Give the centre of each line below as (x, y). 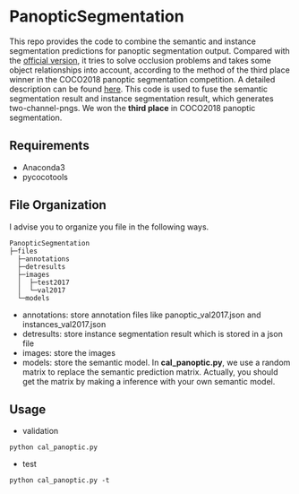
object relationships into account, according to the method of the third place (150, 70)
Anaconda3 (43, 167)
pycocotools (45, 177)
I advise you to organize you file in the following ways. (109, 227)
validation (40, 431)
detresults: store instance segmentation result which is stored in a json (153, 334)
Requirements (49, 146)
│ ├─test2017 (43, 282)
